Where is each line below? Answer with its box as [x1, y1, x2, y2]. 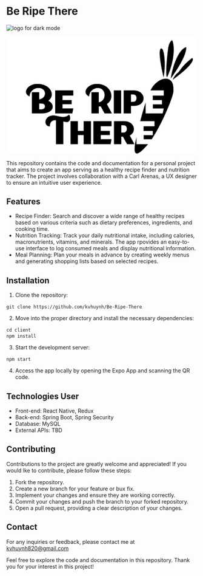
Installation [6, 275, 50, 286]
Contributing [6, 444, 56, 454]
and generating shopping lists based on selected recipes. [15, 258, 159, 265]
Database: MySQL [15, 420, 61, 427]
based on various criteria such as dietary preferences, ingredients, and [15, 219, 193, 226]
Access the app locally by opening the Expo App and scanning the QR [15, 367, 190, 374]
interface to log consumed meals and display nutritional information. [25, 245, 196, 252]
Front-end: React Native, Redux [15, 407, 94, 414]
